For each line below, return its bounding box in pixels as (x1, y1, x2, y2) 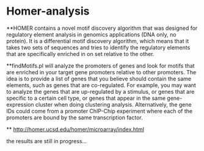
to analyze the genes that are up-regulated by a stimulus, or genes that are (6, 88, 195, 95)
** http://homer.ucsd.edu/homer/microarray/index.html (6, 125, 145, 133)
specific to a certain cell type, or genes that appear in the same (6, 94, 166, 102)
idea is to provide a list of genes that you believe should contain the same (6, 75, 191, 82)
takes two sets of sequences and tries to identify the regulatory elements (6, 44, 191, 51)
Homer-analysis (6, 4, 90, 18)
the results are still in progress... (6, 137, 87, 144)
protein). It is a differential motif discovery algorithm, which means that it (6, 37, 189, 44)
